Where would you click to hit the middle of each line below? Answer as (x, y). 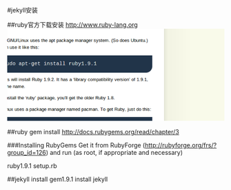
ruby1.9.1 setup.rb (32, 166)
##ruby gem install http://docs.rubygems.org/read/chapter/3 (93, 132)
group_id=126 (27, 153)
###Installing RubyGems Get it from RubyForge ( (76, 145)
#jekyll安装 (22, 10)
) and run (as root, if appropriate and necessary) (114, 153)
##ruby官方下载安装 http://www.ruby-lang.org (72, 25)
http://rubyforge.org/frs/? (181, 145)
